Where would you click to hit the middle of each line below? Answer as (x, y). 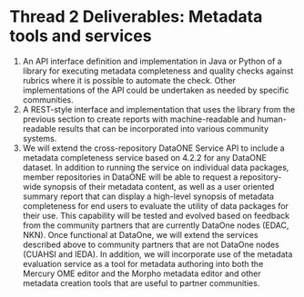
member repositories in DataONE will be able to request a (130, 177)
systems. (40, 138)
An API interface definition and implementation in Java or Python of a (152, 61)
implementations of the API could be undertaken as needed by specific (156, 90)
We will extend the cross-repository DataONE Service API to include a (153, 148)
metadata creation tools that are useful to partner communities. (141, 282)
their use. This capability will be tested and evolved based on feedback (156, 215)
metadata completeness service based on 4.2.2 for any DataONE (144, 157)
